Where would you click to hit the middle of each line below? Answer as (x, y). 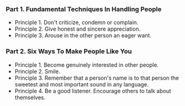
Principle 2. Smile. (37, 71)
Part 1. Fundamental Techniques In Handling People (84, 9)
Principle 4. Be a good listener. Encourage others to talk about (93, 91)
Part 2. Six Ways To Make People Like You (69, 51)
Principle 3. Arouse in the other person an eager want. (83, 36)
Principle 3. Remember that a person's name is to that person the (97, 78)
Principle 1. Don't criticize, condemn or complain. (76, 23)
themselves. (30, 97)
